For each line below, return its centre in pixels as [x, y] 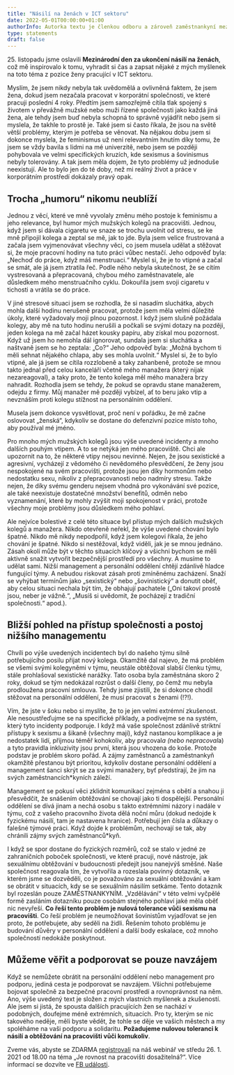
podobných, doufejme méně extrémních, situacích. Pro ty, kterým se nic [110, 1014]
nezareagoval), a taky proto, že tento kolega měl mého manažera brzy [108, 377]
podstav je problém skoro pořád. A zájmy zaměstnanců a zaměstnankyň [111, 755]
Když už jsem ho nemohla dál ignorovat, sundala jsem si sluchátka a [105, 340]
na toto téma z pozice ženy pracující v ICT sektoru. [80, 75]
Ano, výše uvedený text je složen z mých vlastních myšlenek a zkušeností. [114, 999]
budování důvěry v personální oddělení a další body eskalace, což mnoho [112, 930]
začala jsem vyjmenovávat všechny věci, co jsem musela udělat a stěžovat [114, 245]
